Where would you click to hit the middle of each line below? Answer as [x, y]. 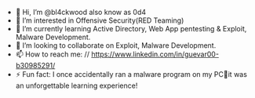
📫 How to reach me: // [53, 54]
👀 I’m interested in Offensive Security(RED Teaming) [100, 20]
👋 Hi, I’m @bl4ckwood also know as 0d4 [81, 12]
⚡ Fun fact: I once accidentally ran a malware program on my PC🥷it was [131, 74]
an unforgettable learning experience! [76, 85]
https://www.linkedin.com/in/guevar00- [155, 54]
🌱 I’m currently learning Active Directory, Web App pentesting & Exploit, [131, 29]
